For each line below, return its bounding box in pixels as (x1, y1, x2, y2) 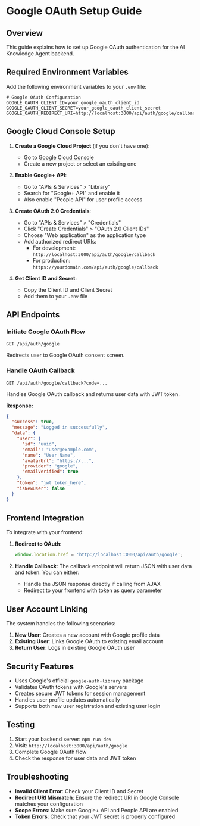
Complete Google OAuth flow (14, 748, 87, 755)
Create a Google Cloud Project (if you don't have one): (14, 142, 150, 149)
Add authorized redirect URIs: (23, 238, 97, 245)
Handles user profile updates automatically (14, 696, 120, 703)
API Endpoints (6, 310, 60, 320)
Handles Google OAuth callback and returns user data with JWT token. (6, 390, 180, 397)
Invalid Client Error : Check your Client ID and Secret (14, 787, 144, 794)
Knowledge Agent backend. (6, 50, 74, 57)
